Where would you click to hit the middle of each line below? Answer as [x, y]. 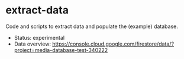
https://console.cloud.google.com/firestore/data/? [113, 44]
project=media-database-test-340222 [61, 50]
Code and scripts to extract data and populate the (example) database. [92, 26]
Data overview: [33, 44]
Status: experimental [39, 37]
